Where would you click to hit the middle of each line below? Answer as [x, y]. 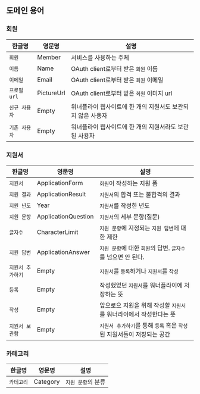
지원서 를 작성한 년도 [124, 205]
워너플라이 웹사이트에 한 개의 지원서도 [121, 107]
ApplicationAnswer [63, 252]
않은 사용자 [93, 115]
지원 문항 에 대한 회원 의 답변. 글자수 [142, 248]
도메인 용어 [25, 11]
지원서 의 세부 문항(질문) [129, 217]
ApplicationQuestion [65, 216]
